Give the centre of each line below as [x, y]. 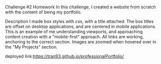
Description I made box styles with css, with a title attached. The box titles [80, 21]
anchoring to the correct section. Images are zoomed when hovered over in [81, 42]
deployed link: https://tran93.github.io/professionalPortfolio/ [64, 56]
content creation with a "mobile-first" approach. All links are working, [74, 37]
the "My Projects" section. [31, 47]
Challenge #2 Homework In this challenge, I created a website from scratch [81, 7]
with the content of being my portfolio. [44, 12]
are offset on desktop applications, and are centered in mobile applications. [81, 26]
